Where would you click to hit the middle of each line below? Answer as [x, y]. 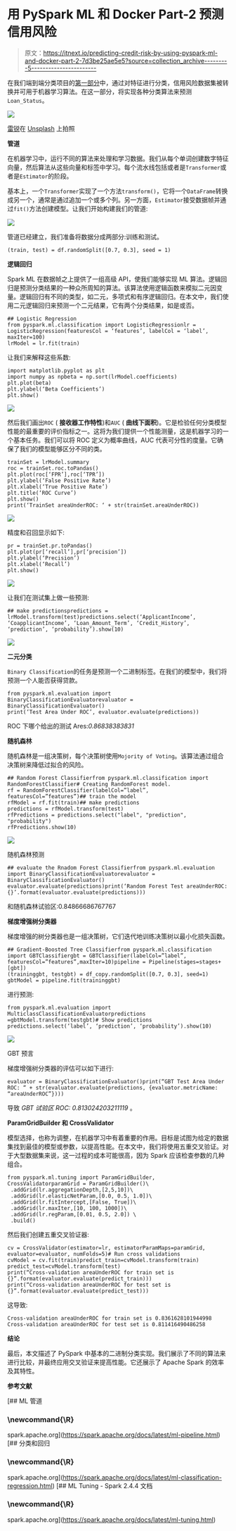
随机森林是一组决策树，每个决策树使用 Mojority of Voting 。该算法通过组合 [116, 756]
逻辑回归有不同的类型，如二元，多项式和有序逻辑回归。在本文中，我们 [121, 296]
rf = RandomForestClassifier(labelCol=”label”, [78, 790]
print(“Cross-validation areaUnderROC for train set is [91, 1272]
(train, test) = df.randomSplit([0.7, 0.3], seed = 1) [89, 250]
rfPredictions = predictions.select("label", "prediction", [97, 815]
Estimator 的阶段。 [46, 176]
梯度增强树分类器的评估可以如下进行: [61, 1068]
